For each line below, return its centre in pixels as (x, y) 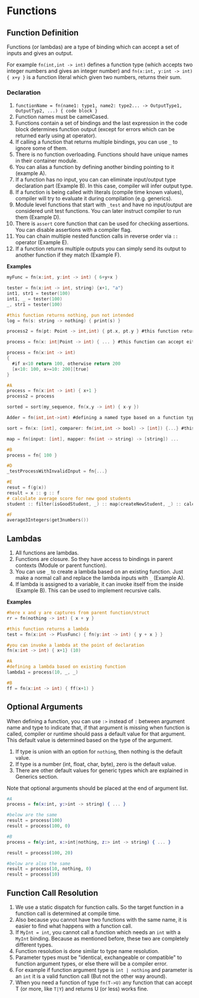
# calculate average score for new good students (69, 498)
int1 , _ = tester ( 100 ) (35, 299)
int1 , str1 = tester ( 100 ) (38, 294)
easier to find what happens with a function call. (74, 926)
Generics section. (37, 776)
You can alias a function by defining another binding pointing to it (94, 167)
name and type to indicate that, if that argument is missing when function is (98, 727)
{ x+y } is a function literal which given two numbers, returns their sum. (94, 77)
